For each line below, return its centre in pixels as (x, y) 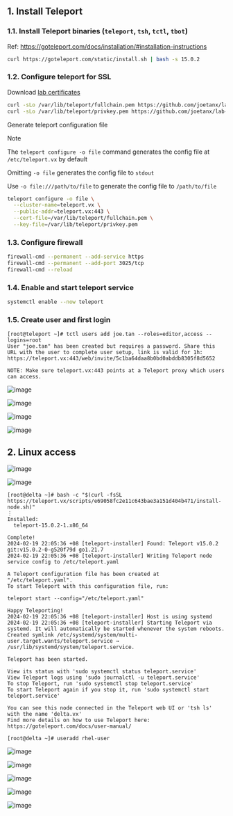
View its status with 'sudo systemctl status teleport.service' (102, 672)
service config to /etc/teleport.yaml (63, 562)
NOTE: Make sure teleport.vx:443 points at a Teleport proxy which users (116, 371)
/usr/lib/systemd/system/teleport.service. (71, 647)
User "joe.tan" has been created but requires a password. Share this (111, 346)
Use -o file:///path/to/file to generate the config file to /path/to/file (112, 186)
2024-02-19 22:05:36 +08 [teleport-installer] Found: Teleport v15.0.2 (113, 544)
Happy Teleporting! (35, 611)
